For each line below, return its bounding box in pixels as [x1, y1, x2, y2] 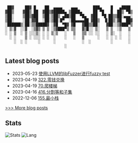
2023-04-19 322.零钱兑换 [12, 76, 65, 82]
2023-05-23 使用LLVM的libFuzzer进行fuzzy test [12, 71, 110, 76]
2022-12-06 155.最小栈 [12, 95, 59, 101]
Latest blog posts [5, 57, 59, 65]
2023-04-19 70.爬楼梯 [12, 83, 57, 89]
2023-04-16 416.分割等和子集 [12, 89, 73, 95]
